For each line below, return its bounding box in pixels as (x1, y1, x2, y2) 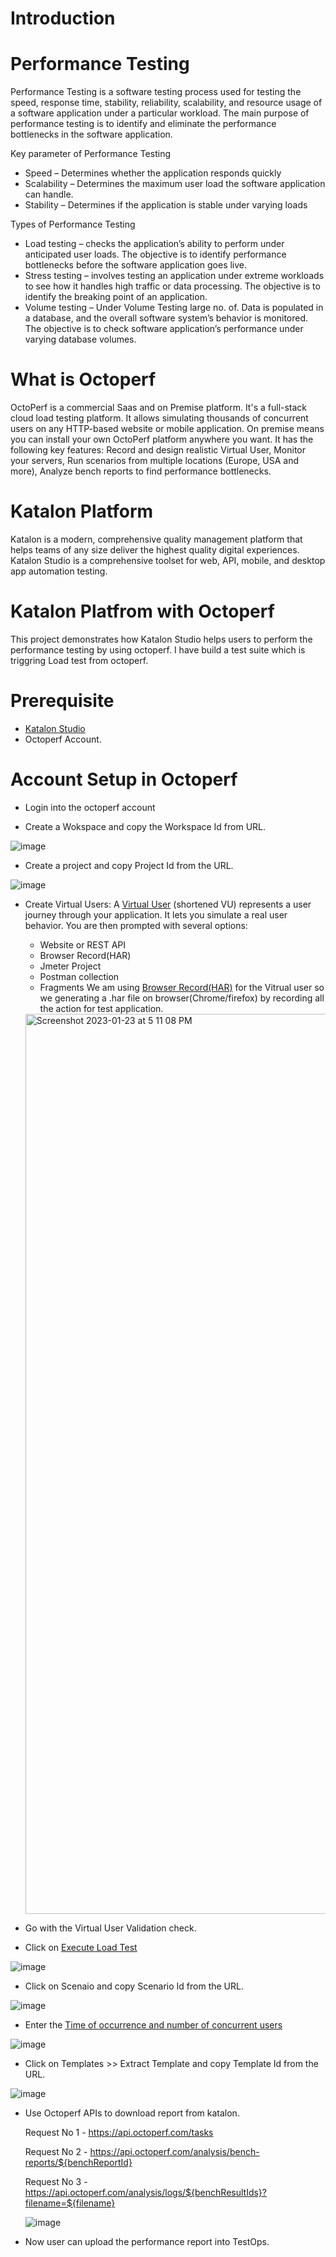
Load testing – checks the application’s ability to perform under (24, 238, 285, 250)
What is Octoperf (10, 368, 157, 391)
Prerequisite (10, 690, 115, 712)
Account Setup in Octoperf (10, 768, 238, 791)
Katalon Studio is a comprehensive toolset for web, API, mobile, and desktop (10, 555, 326, 566)
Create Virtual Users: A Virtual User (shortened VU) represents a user (24, 898, 312, 910)
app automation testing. (10, 565, 108, 577)
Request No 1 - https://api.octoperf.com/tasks (24, 2126, 214, 2138)
